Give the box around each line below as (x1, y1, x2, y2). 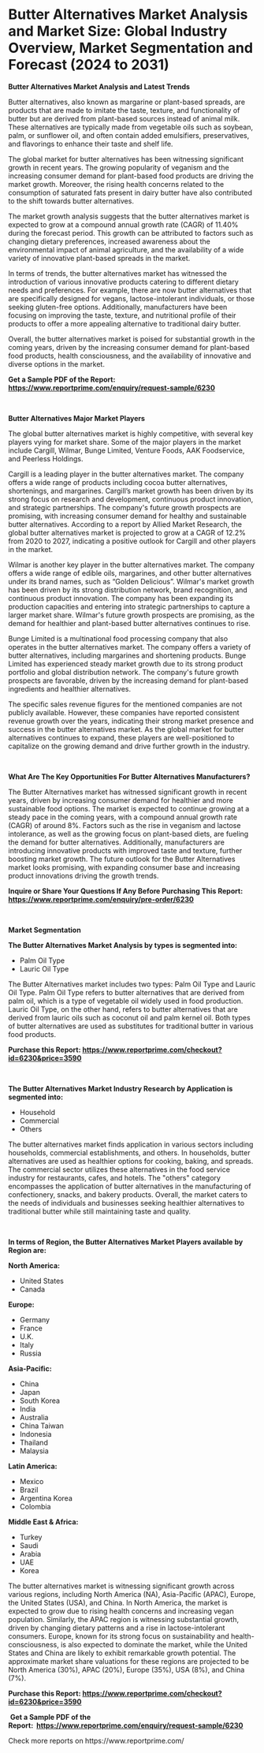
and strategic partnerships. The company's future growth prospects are (8, 502, 242, 512)
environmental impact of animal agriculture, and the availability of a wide (8, 244, 244, 254)
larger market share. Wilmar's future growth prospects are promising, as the (8, 610, 255, 620)
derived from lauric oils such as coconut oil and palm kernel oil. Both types (8, 1013, 251, 1022)
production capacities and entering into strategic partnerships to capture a (8, 602, 251, 611)
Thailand (19, 1438, 49, 1447)
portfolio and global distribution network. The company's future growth (8, 667, 239, 677)
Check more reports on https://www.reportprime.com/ (8, 1736, 184, 1745)
